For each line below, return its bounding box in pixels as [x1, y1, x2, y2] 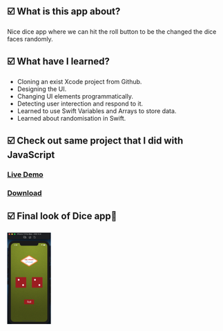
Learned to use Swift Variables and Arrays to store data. [17, 106, 177, 115]
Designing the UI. [17, 85, 67, 93]
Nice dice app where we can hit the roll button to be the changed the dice [7, 27, 217, 36]
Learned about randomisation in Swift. [17, 114, 126, 122]
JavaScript [7, 149, 55, 161]
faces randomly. [7, 34, 53, 43]
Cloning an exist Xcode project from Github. [17, 77, 142, 86]
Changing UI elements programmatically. [17, 92, 133, 100]
